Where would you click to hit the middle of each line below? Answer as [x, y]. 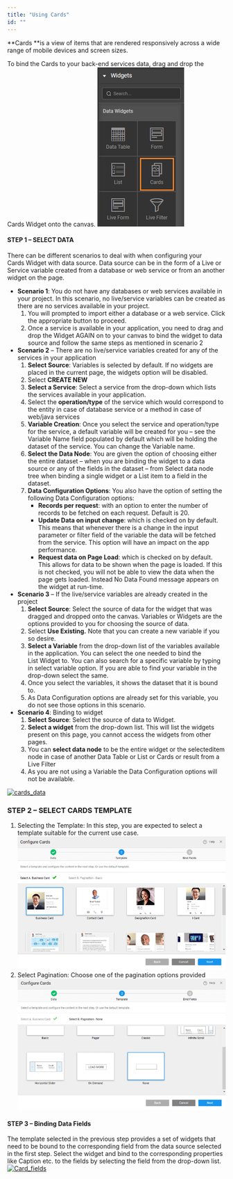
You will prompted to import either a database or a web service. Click [126, 313]
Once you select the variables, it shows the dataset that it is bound [123, 682]
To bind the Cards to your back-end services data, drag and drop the [106, 63]
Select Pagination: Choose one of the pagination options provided [111, 975]
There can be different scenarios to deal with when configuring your [105, 255]
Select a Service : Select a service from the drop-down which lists [122, 387]
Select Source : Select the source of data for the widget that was [120, 609]
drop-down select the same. [68, 675]
